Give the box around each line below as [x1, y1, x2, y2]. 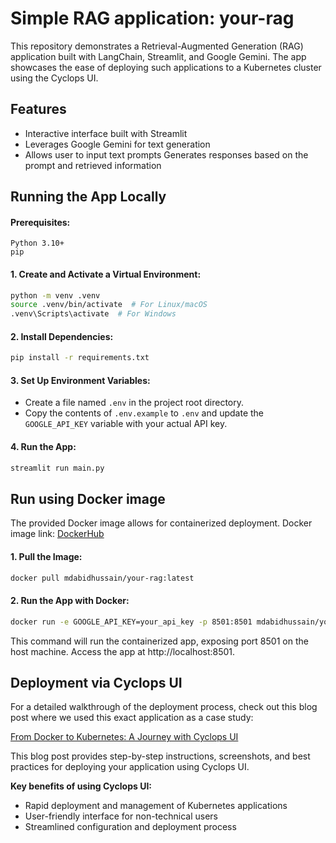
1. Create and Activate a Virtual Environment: [10, 268, 202, 280]
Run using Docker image [10, 490, 166, 507]
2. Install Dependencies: [10, 330, 114, 342]
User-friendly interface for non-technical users [24, 810, 218, 822]
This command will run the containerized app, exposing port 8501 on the [10, 635, 309, 647]
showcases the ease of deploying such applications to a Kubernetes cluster [10, 61, 322, 73]
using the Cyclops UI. [10, 72, 99, 84]
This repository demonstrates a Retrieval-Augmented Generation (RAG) [10, 40, 304, 52]
